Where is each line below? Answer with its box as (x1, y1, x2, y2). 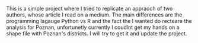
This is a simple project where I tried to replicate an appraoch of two (6, 5, 173, 12)
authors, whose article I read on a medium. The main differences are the (6, 11, 183, 18)
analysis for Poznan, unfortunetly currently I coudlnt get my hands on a (6, 24, 180, 31)
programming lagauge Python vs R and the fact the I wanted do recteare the (6, 18, 192, 24)
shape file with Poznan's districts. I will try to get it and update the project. (6, 30, 187, 37)
